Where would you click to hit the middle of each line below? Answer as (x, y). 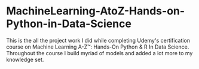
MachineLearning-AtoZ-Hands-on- (96, 11)
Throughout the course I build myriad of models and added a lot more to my (99, 53)
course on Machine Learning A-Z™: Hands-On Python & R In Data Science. (98, 47)
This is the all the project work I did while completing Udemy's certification (98, 40)
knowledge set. (25, 59)
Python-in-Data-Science (69, 24)
